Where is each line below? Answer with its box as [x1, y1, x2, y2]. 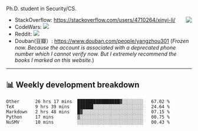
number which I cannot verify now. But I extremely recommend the [14, 50, 177, 57]
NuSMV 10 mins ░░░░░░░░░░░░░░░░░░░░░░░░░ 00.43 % [6, 119, 170, 125]
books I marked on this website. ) [14, 57, 94, 64]
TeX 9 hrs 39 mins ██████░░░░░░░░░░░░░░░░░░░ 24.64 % [6, 103, 170, 110]
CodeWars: [14, 24, 42, 30]
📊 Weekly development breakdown [6, 80, 140, 90]
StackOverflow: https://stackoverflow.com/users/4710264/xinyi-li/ [14, 17, 176, 23]
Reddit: [14, 31, 32, 37]
